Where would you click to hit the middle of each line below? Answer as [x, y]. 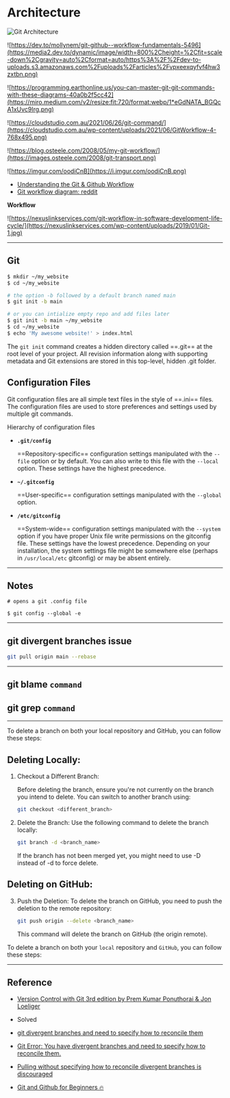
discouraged [35, 1074]
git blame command [44, 685]
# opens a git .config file [47, 602]
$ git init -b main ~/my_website [55, 320]
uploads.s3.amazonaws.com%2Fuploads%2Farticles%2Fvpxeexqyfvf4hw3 [114, 67]
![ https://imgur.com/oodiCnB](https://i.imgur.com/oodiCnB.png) [97, 171]
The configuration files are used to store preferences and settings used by [112, 406]
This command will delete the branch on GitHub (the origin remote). [112, 934]
